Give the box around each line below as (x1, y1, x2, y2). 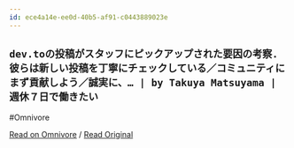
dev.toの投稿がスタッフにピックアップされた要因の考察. (9, 48, 279, 61)
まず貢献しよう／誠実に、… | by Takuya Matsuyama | (9, 77, 277, 89)
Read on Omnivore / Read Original (9, 129, 134, 140)
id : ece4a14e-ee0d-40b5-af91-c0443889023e (9, 12, 168, 22)
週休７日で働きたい (9, 91, 99, 104)
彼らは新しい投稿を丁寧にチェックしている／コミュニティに (9, 63, 286, 75)
